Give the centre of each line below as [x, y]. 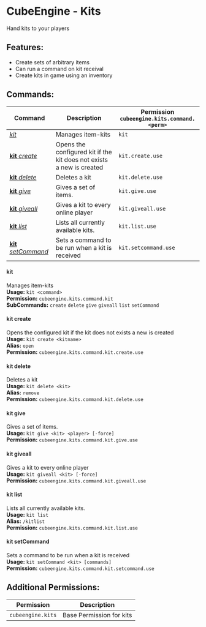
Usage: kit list [28, 514]
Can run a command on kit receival [59, 69]
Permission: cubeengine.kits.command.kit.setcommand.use [80, 568]
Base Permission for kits [97, 615]
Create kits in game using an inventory [64, 75]
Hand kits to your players [38, 28]
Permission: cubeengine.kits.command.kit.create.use [75, 352]
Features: [25, 47]
